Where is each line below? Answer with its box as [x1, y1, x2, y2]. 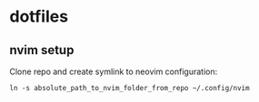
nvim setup [9, 42, 75, 58]
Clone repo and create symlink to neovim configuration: [9, 66, 218, 77]
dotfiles [9, 6, 69, 27]
